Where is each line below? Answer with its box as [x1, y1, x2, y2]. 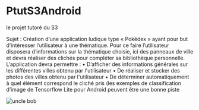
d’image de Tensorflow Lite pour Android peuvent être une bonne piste [6, 86, 180, 93]
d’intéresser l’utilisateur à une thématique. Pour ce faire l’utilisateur [6, 42, 169, 49]
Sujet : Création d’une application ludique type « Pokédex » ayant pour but [6, 35, 188, 42]
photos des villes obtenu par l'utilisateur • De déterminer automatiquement [6, 73, 189, 80]
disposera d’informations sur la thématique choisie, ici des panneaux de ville [6, 48, 194, 55]
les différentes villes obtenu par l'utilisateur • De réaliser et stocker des [6, 67, 180, 74]
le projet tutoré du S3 [6, 24, 58, 31]
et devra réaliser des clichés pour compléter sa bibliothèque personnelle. [6, 54, 185, 61]
